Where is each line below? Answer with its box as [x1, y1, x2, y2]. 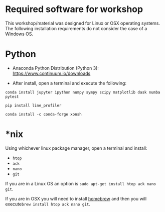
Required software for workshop [5, 4, 143, 15]
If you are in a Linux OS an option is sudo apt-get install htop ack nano [5, 180, 156, 186]
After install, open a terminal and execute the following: [12, 80, 127, 86]
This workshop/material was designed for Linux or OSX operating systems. [5, 20, 160, 26]
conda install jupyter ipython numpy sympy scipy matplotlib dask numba [5, 89, 160, 95]
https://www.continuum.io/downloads [12, 70, 91, 76]
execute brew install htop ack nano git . [5, 201, 91, 207]
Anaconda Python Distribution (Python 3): [12, 65, 99, 71]
